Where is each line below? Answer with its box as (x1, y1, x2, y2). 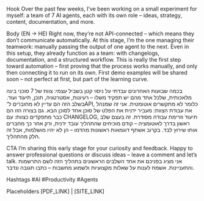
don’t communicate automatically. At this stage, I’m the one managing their (6, 37, 194, 43)
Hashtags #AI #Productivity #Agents (6, 176, 98, 183)
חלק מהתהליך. (6, 133, 41, 140)
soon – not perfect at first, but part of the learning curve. (6, 76, 148, 82)
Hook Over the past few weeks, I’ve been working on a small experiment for (6, 5, 197, 12)
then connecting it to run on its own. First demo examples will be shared (6, 69, 188, 76)
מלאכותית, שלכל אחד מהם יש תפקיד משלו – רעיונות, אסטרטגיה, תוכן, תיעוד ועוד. (6, 94, 192, 101)
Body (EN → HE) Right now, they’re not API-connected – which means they (6, 30, 194, 37)
